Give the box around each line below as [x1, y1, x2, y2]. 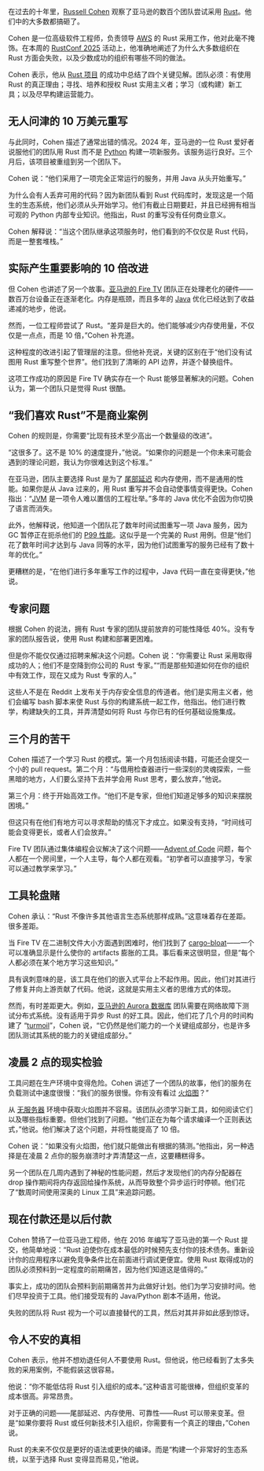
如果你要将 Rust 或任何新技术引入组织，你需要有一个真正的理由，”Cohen [18, 1418, 250, 1428]
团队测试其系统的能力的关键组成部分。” [8, 1030, 132, 1040]
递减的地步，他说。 [8, 304, 71, 313]
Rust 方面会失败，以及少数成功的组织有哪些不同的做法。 [8, 54, 190, 62]
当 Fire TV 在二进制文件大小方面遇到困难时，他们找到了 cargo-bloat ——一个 [8, 937, 255, 947]
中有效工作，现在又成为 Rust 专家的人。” [8, 671, 137, 680]
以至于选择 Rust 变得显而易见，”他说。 [21, 1454, 144, 1464]
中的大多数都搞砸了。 [14, 17, 84, 26]
